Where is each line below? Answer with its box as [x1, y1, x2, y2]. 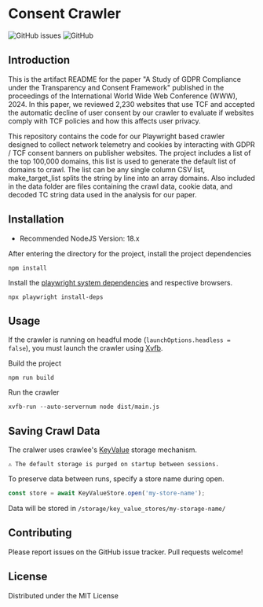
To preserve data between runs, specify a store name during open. [8, 474, 225, 484]
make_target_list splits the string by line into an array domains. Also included [8, 173, 255, 182]
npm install [8, 264, 47, 272]
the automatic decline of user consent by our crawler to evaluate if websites [8, 108, 254, 117]
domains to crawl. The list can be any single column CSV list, [8, 164, 206, 174]
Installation [8, 213, 64, 226]
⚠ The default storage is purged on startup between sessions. [8, 461, 220, 469]
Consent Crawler [8, 5, 122, 23]
